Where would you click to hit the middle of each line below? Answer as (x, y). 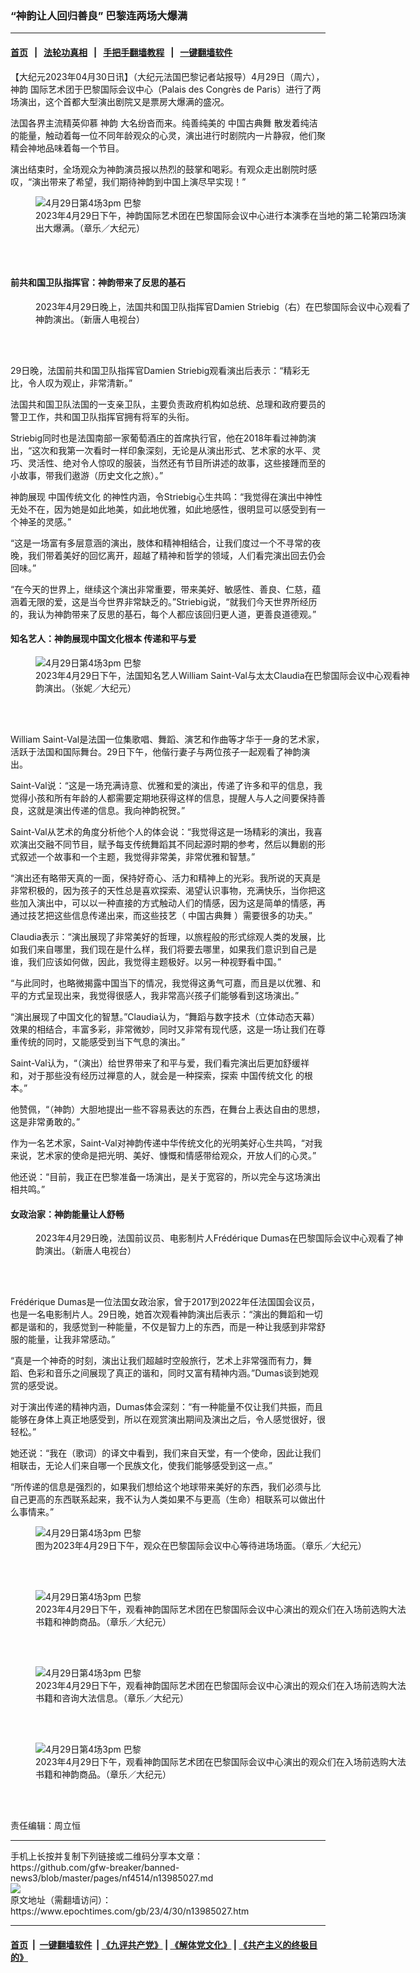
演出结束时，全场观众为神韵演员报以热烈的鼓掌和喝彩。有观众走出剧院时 (159, 169)
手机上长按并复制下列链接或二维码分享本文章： (106, 1856)
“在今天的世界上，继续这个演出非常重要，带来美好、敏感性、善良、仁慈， (161, 589)
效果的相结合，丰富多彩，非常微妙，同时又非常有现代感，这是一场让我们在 (163, 1029)
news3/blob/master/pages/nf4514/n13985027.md (112, 1878)
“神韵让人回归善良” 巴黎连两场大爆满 (99, 15)
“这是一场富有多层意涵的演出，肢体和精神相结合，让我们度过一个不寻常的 (161, 543)
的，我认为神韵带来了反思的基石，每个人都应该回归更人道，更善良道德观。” (163, 614)
